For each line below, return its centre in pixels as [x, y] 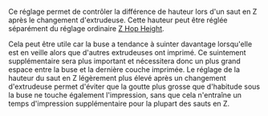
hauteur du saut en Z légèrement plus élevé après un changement [117, 78]
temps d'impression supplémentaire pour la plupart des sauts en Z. [119, 104]
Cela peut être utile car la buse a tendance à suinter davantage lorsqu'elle [130, 44]
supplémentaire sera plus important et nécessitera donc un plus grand [124, 61]
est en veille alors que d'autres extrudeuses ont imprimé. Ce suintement [127, 52]
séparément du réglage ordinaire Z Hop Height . [86, 28]
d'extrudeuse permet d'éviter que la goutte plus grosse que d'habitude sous [134, 86]
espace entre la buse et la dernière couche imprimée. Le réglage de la [124, 70]
